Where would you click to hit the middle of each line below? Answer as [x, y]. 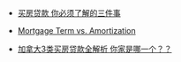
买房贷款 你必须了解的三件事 [69, 13]
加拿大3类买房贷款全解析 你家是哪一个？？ [94, 49]
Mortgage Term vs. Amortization [76, 31]
